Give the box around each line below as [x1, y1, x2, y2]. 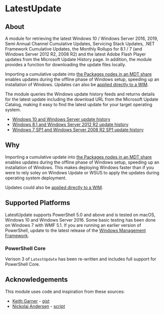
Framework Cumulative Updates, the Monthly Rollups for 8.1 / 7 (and [5, 46, 142, 52]
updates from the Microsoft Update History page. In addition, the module [5, 57, 152, 62]
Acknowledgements [5, 276, 68, 284]
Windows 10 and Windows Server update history [12, 116, 111, 122]
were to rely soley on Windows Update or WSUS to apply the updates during [5, 170, 160, 175]
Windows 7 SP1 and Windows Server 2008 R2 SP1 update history [12, 127, 144, 133]
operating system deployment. [5, 175, 67, 181]
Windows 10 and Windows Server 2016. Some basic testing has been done [5, 217, 156, 223]
